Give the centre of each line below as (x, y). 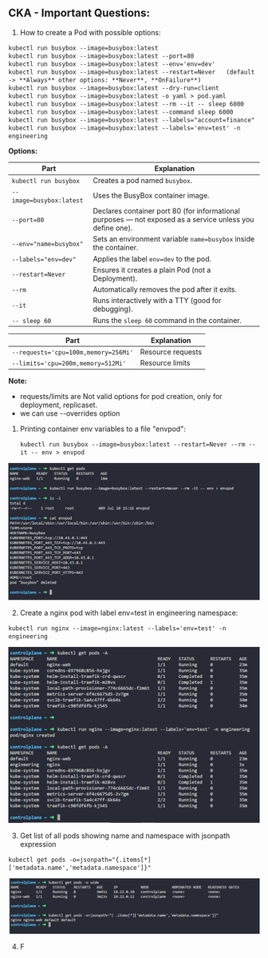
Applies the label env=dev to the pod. (152, 258)
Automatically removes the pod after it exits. (165, 289)
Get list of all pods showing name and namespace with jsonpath (125, 836)
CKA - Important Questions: (79, 13)
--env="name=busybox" (47, 244)
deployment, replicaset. (59, 405)
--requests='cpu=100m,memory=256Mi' (73, 352)
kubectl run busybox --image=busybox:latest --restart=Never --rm (132, 444)
